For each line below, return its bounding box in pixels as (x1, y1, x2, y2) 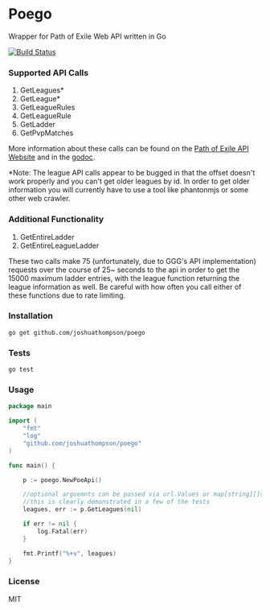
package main (8, 402, 52, 410)
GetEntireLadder (19, 232, 75, 241)
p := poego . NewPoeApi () (22, 476, 103, 484)
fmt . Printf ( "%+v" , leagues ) (22, 549, 117, 558)
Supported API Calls (8, 67, 89, 78)
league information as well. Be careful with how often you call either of (8, 282, 242, 291)
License (8, 576, 40, 587)
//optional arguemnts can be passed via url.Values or (22, 490, 211, 499)
